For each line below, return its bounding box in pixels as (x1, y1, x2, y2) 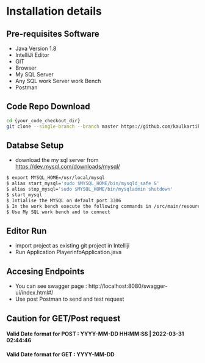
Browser (15, 64, 37, 71)
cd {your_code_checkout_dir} (6, 117, 81, 123)
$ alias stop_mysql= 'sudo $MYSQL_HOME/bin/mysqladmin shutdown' (6, 186, 173, 193)
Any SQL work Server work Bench (15, 78, 101, 84)
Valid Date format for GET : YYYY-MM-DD (6, 350, 115, 358)
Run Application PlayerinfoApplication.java (15, 249, 122, 256)
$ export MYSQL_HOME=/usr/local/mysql (6, 175, 105, 181)
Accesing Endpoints (6, 266, 85, 276)
